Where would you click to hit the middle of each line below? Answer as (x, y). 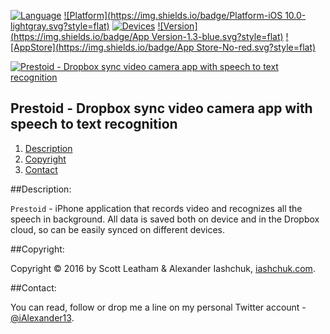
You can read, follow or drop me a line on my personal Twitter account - (158, 307)
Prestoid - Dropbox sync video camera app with (161, 108)
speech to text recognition (94, 124)
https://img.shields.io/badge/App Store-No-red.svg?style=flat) (187, 47)
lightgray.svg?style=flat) (60, 26)
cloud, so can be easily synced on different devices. (118, 229)
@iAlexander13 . (42, 317)
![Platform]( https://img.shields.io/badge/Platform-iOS (173, 15)
